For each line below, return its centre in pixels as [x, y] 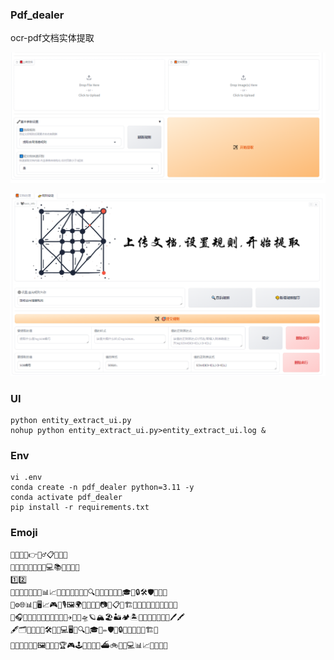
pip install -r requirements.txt [80, 508]
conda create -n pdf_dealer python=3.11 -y [102, 488]
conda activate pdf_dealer [66, 498]
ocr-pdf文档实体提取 [52, 38]
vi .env [26, 478]
